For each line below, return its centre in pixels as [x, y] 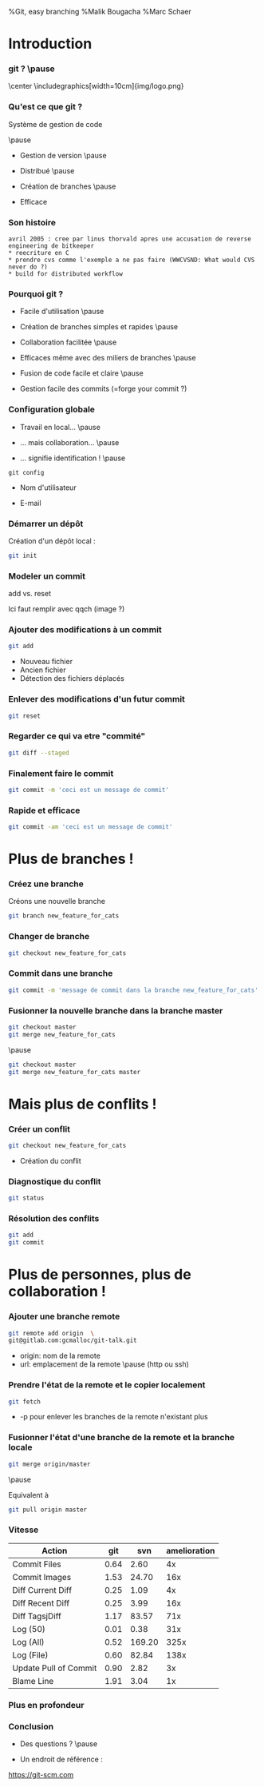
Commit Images [42, 1577]
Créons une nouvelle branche [57, 901]
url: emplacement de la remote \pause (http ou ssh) [104, 1364]
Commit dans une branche [61, 973]
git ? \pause [32, 69]
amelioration [191, 1550]
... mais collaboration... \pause [69, 442]
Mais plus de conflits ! [83, 1104]
